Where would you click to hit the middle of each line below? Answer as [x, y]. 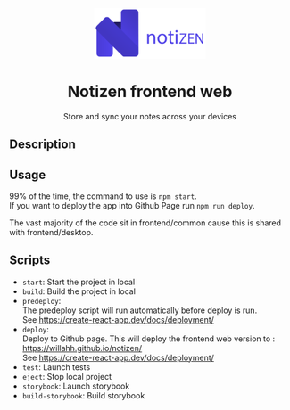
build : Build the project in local [79, 291]
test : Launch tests [56, 367]
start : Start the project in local [79, 282]
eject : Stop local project [67, 376]
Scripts [30, 261]
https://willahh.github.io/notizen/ [82, 348]
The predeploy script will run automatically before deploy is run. [140, 310]
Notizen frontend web [150, 92]
